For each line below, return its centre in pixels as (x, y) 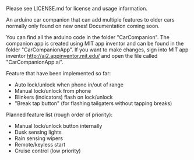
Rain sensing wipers (38, 138)
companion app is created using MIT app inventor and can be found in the (95, 44)
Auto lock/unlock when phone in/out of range (69, 85)
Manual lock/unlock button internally (58, 126)
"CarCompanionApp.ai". (35, 62)
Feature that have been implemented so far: (59, 73)
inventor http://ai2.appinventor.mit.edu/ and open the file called (82, 56)
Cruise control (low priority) (47, 151)
